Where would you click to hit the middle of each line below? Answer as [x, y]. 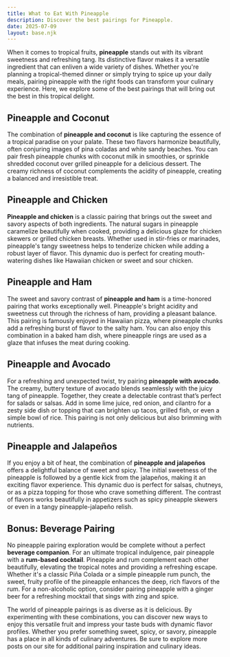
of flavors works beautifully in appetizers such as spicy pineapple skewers [113, 499]
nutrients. [21, 425]
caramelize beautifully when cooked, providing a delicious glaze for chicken [114, 231]
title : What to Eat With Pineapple [58, 13]
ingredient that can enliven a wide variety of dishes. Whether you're [103, 67]
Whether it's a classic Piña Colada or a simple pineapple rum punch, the [109, 574]
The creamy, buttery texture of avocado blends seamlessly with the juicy [110, 388]
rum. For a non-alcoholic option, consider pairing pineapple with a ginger [111, 589]
